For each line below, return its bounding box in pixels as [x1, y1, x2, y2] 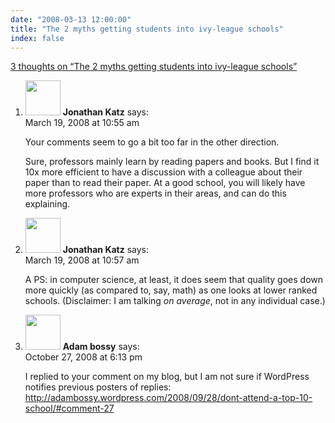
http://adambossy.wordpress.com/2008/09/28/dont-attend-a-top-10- [24, 392, 313, 404]
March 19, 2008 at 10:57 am [24, 254, 140, 266]
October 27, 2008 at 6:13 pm [24, 351, 143, 363]
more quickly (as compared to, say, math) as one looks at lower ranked [24, 284, 318, 296]
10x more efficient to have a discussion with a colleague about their [24, 166, 303, 178]
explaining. [24, 198, 71, 210]
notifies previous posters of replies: [24, 381, 172, 393]
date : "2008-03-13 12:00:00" [10, 14, 132, 25]
